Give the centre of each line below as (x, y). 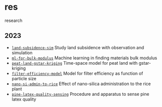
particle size (24, 78)
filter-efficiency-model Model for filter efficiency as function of (77, 73)
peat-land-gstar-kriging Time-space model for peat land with (74, 63)
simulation (22, 53)
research (14, 20)
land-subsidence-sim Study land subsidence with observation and (78, 47)
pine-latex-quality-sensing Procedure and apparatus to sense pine (80, 94)
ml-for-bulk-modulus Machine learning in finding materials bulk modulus (84, 58)
